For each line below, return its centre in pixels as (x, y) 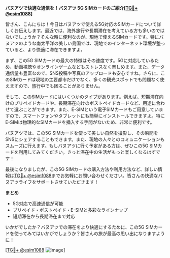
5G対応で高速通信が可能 (38, 204)
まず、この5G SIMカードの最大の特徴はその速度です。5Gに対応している (80, 60)
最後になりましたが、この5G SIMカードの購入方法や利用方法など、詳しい (82, 169)
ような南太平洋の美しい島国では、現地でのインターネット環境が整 (92, 43)
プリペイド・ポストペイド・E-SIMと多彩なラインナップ (70, 210)
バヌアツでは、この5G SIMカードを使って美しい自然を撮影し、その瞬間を (82, 133)
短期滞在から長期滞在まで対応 (44, 216)
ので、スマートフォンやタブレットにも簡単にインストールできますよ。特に (87, 116)
